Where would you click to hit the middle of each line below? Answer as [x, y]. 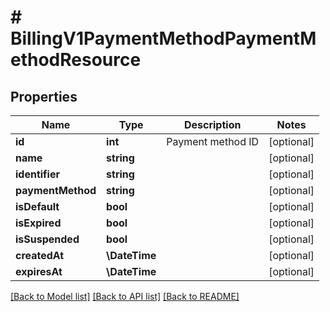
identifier [37, 174]
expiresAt [39, 271]
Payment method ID [213, 141]
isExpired [38, 223]
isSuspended [47, 239]
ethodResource [76, 60]
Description [212, 124]
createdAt [40, 255]
